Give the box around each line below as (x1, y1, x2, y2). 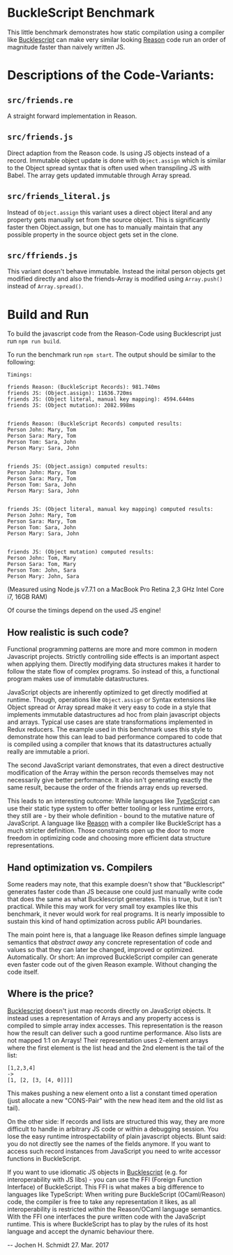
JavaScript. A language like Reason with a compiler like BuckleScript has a (7, 819, 221, 828)
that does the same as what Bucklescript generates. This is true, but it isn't (7, 895, 222, 903)
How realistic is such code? (7, 626, 129, 638)
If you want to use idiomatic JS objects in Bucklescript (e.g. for (7, 1168, 188, 1176)
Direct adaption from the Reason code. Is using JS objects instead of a (7, 149, 211, 157)
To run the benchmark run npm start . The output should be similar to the (7, 350, 216, 359)
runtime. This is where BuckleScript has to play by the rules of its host (7, 1219, 208, 1228)
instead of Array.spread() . (7, 282, 84, 290)
